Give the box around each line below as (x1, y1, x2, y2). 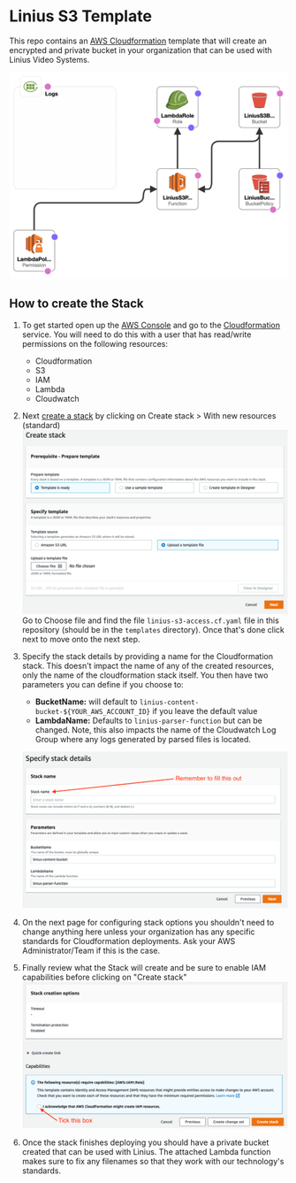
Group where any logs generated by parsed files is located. (34, 734, 252, 744)
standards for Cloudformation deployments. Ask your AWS (21, 935, 236, 946)
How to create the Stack (9, 296, 144, 311)
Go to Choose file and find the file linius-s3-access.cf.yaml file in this (21, 615, 280, 626)
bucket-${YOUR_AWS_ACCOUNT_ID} (34, 707, 151, 716)
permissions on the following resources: (21, 338, 169, 349)
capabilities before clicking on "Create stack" (21, 972, 187, 982)
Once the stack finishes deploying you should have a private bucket (21, 1137, 269, 1148)
